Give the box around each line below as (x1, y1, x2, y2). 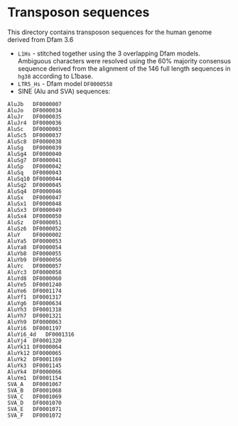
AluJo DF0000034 (7, 107, 62, 114)
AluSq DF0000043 (7, 169, 62, 176)
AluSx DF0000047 (7, 193, 62, 201)
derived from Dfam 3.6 (7, 35, 74, 43)
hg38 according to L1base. (17, 72, 94, 80)
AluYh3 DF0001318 (7, 306, 62, 313)
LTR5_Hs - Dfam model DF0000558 (17, 79, 113, 87)
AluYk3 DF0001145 (7, 362, 62, 369)
